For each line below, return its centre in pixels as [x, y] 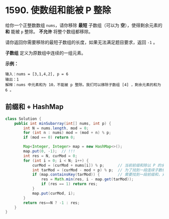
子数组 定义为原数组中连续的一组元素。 [46, 53]
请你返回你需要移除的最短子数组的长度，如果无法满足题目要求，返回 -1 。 [81, 42]
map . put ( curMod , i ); [54, 193]
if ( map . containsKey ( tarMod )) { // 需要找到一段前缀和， [97, 175]
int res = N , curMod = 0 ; [51, 156]
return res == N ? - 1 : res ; [52, 203]
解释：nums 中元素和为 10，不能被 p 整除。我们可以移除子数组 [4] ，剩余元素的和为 [83, 85]
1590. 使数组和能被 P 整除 [58, 10]
